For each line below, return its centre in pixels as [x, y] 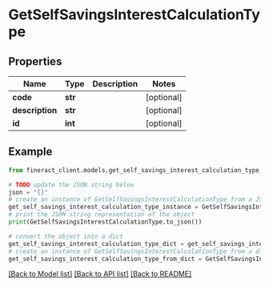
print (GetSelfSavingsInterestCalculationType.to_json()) [105, 222]
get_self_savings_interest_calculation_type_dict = [96, 244]
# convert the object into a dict [66, 236]
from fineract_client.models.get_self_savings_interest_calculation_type [134, 170]
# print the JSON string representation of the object [102, 215]
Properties [35, 61]
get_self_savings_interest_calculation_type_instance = [103, 207]
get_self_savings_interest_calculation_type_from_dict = [105, 259]
